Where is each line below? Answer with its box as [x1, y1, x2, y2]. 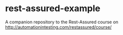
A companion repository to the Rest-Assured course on [5, 19, 119, 25]
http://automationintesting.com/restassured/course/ [5, 24, 112, 30]
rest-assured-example [5, 3, 101, 14]
